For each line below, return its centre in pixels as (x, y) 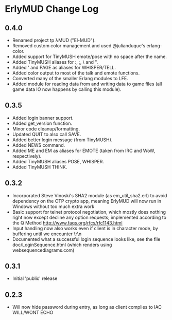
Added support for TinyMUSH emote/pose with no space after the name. (89, 57)
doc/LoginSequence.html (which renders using (62, 244)
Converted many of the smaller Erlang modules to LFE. (70, 78)
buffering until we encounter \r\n (47, 234)
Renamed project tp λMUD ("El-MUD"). (54, 40)
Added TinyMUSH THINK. (40, 167)
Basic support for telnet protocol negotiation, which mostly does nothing (89, 212)
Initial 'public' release (35, 278)
